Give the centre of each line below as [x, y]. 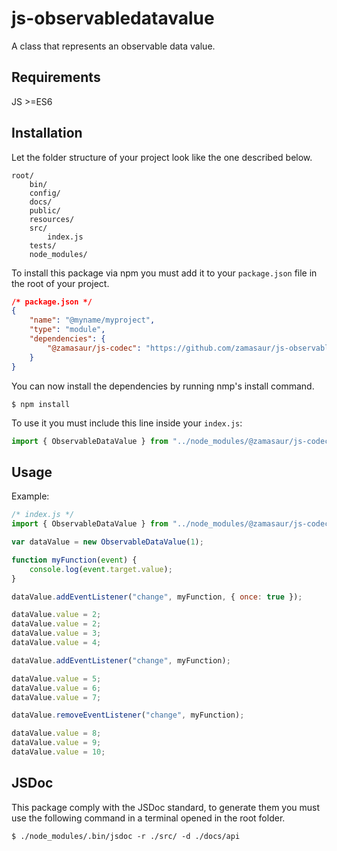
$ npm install [41, 404]
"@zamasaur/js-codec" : [94, 348]
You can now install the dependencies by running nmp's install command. [163, 386]
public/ [45, 210]
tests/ [43, 245]
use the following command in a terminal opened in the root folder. [148, 818]
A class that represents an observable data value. [113, 46]
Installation [47, 133]
